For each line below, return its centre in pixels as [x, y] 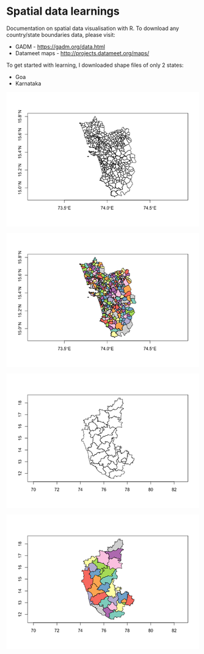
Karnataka [28, 83]
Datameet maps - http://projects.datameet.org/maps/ [82, 53]
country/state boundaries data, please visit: [61, 34]
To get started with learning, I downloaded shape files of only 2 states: [95, 65]
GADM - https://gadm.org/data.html [60, 47]
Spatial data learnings [63, 11]
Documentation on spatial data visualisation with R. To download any [93, 28]
